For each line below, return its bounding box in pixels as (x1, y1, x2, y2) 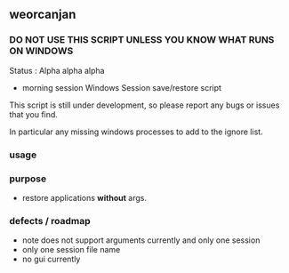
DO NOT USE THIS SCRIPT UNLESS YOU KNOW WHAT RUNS (9, 34, 275, 46)
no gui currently (21, 253, 81, 265)
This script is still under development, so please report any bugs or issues (9, 100, 280, 110)
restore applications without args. (21, 192, 147, 203)
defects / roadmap (9, 214, 91, 227)
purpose (9, 173, 47, 185)
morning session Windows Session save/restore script (21, 82, 222, 92)
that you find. (9, 108, 58, 119)
